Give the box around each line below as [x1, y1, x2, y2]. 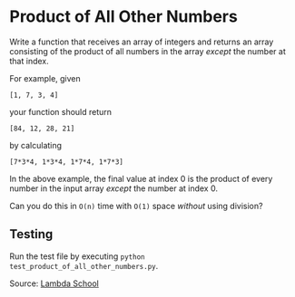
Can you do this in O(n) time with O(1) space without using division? [9, 200, 263, 211]
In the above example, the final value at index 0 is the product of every [9, 173, 273, 184]
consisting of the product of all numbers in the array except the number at [9, 45, 286, 56]
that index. [9, 55, 49, 66]
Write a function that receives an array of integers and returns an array [9, 36, 274, 47]
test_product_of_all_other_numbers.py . [9, 260, 159, 271]
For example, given [9, 72, 82, 83]
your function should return [9, 106, 112, 117]
